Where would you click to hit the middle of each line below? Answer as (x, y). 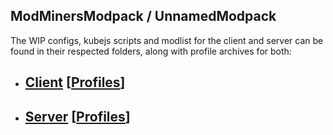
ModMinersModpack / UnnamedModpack (143, 16)
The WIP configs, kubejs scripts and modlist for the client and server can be (167, 40)
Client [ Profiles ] (75, 82)
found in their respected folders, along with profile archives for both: (151, 51)
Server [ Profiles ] (77, 116)
